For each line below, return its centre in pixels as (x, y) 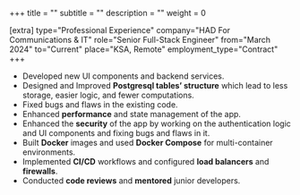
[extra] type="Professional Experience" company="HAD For (120, 30)
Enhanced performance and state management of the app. (132, 114)
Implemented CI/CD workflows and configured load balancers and (146, 161)
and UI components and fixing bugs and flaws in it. (116, 133)
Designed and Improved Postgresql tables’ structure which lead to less (155, 85)
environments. (49, 152)
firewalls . (40, 171)
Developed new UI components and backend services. (123, 76)
